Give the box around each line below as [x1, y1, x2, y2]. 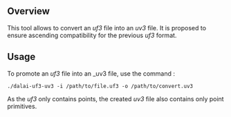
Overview [7, 6, 50, 17]
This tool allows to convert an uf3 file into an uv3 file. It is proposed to [7, 23, 206, 32]
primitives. [7, 102, 37, 110]
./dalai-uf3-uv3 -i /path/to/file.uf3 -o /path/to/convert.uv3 [7, 83, 194, 89]
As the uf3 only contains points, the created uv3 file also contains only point [7, 94, 224, 103]
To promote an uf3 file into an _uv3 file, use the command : [7, 69, 175, 78]
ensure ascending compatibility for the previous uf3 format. [7, 31, 177, 39]
